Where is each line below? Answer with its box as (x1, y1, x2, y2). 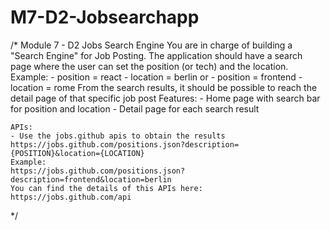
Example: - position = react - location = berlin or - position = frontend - (10, 71, 303, 83)
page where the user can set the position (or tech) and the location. (10, 60, 289, 72)
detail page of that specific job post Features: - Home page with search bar (10, 92, 321, 104)
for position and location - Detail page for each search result (10, 102, 260, 115)
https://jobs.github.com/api (10, 192, 132, 202)
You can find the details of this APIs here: (10, 183, 203, 193)
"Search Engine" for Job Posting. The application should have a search (10, 49, 303, 61)
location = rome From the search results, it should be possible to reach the (10, 81, 318, 93)
